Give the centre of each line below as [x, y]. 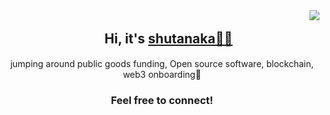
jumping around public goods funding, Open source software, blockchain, [162, 63]
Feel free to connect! [162, 100]
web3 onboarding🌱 [162, 74]
